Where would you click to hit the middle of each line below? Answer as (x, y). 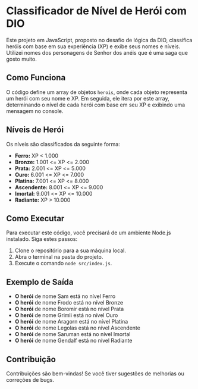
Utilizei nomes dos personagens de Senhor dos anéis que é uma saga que (97, 52)
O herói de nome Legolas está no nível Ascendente (78, 328)
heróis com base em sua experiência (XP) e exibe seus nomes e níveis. (93, 46)
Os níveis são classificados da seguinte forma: (63, 144)
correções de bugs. (30, 380)
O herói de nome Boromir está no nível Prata (69, 309)
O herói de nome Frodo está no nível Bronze (69, 303)
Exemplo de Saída (40, 282)
